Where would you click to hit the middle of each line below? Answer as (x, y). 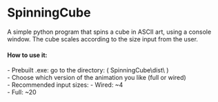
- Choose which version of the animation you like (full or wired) (97, 78)
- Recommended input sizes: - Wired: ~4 (65, 85)
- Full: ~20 (22, 92)
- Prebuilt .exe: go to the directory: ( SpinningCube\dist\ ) (88, 70)
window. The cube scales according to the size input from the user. (103, 39)
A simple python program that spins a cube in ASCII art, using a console (109, 32)
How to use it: (27, 55)
